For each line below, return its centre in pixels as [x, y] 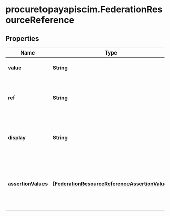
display [17, 138]
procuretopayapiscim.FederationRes [84, 9]
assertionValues [28, 184]
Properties [22, 39]
